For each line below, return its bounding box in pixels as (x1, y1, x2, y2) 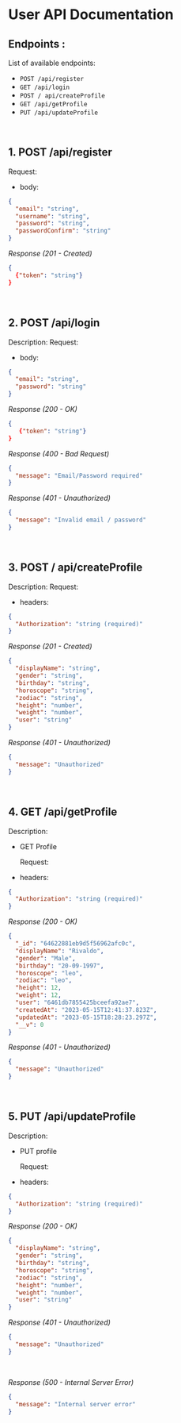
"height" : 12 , (15, 984, 62, 992)
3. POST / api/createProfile (8, 561, 143, 575)
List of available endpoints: (8, 58, 96, 67)
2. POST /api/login (8, 316, 100, 330)
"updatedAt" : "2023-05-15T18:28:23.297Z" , (15, 1013, 157, 1021)
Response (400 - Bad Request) (8, 448, 110, 458)
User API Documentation (8, 6, 174, 24)
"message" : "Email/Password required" (15, 471, 144, 479)
